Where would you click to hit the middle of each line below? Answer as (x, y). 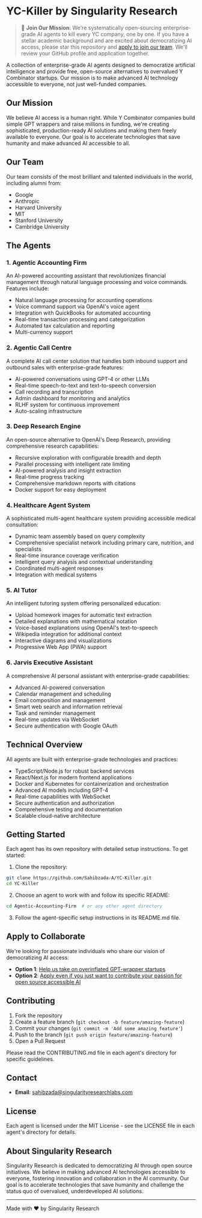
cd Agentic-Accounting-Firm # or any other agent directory (84, 906)
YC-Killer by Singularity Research (92, 11)
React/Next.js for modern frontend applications (73, 777)
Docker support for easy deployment (60, 489)
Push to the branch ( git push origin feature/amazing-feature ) (93, 1034)
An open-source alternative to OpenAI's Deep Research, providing (88, 439)
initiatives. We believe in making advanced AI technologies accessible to (96, 1172)
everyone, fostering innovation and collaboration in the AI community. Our (98, 1178)
